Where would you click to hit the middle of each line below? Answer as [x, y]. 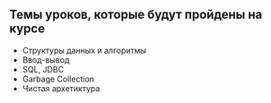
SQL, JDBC [43, 69]
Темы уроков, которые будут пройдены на [136, 15]
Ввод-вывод [46, 60]
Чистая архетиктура [61, 88]
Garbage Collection [58, 79]
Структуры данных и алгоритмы [84, 50]
